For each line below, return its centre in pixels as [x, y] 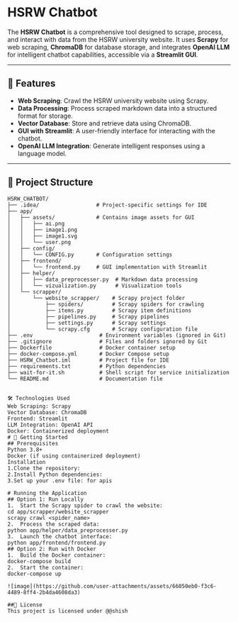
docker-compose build [39, 561]
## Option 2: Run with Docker [52, 549]
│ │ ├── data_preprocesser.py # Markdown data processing [103, 279]
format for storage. [45, 116]
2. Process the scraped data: [53, 524]
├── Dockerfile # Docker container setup [91, 348]
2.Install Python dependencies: [55, 474]
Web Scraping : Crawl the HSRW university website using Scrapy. [113, 101]
